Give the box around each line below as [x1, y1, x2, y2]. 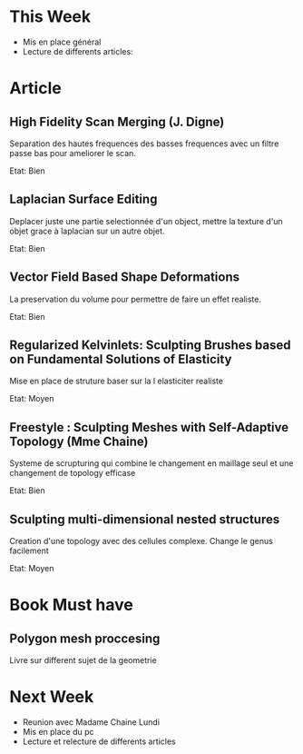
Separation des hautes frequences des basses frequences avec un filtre [9, 138, 279, 149]
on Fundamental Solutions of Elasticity [9, 352, 232, 367]
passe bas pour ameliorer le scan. [9, 147, 136, 158]
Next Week [9, 687, 94, 708]
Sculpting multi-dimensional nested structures [9, 511, 280, 527]
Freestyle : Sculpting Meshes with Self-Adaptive [9, 420, 288, 435]
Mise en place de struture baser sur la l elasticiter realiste [9, 375, 224, 387]
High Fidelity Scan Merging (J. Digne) [9, 114, 225, 129]
